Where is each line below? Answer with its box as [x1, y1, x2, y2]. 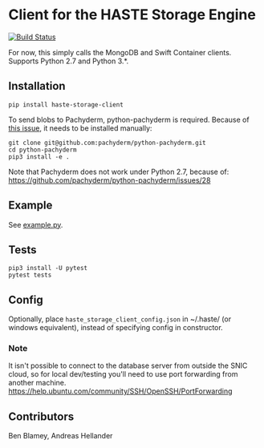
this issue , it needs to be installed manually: [8, 123, 152, 133]
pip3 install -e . [8, 152, 70, 161]
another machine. [8, 378, 67, 388]
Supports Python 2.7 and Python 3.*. [8, 56, 129, 66]
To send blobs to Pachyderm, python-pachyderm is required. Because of [8, 115, 250, 124]
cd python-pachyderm [8, 146, 78, 154]
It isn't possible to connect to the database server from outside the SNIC [8, 361, 248, 370]
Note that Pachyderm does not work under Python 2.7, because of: [8, 167, 229, 176]
